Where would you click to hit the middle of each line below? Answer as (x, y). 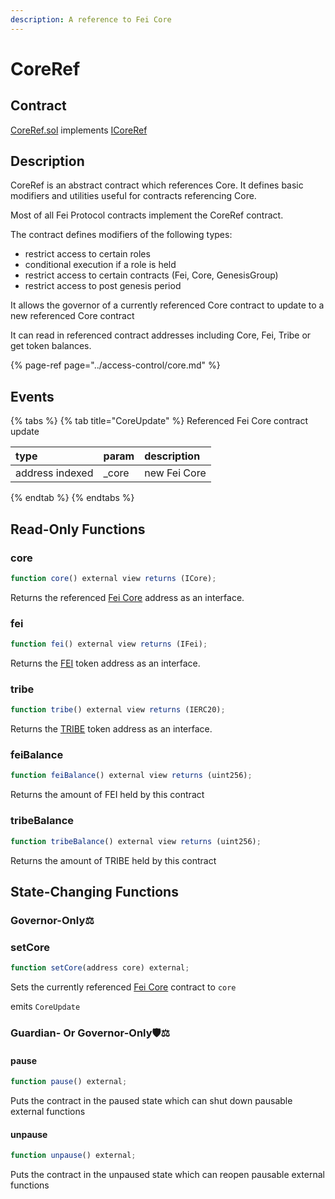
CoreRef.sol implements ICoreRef (79, 130)
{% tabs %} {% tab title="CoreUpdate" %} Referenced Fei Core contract (159, 421)
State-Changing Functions (94, 891)
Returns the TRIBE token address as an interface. (111, 729)
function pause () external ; (69, 1082)
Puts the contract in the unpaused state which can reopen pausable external (167, 1175)
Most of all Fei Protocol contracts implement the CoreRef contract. (147, 215)
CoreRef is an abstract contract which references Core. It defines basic (157, 185)
